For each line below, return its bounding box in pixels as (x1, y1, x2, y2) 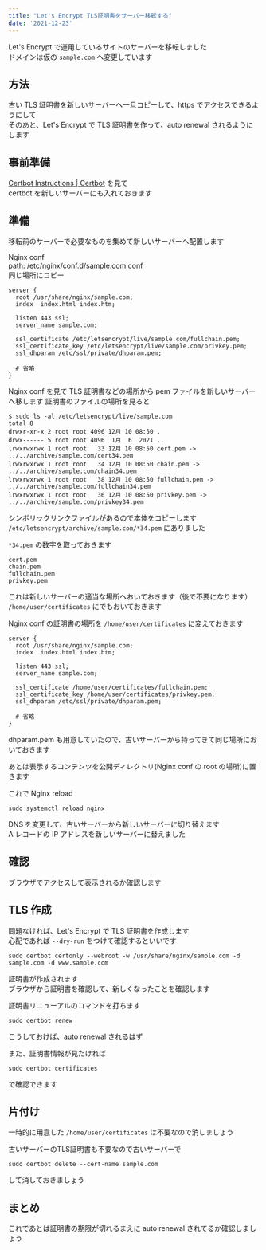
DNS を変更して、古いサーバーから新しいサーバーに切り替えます (8, 819, 221, 829)
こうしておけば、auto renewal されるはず (8, 1032, 143, 1041)
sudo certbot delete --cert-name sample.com (8, 1161, 158, 1169)
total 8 (8, 419, 34, 427)
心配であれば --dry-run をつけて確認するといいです (8, 936, 177, 945)
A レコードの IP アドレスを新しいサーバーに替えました (8, 829, 186, 839)
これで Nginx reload (8, 788, 73, 798)
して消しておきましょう (8, 1175, 85, 1185)
